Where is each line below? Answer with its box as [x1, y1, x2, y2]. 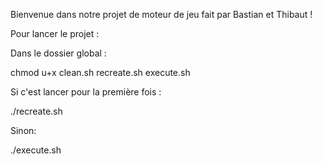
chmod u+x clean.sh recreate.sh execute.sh [10, 67, 191, 78]
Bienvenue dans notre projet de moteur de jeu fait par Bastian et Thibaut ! [10, 9, 313, 20]
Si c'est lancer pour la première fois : [10, 86, 162, 98]
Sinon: [10, 125, 37, 136]
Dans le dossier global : [10, 47, 107, 59]
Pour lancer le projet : [10, 28, 100, 39]
